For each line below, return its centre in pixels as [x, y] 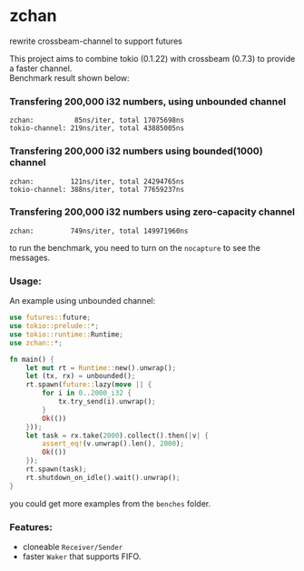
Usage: [26, 281]
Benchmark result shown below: [69, 77]
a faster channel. [41, 68]
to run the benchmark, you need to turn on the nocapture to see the [135, 247]
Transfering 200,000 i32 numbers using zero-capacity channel [152, 212]
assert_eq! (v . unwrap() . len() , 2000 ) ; [113, 444]
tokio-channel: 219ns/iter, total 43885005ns [97, 128]
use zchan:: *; [36, 343]
